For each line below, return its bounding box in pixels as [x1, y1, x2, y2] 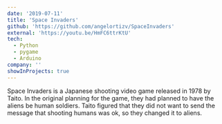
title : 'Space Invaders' [7, 17, 79, 23]
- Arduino [13, 55, 41, 62]
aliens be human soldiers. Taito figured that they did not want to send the [7, 101, 216, 110]
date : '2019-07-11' [7, 10, 64, 17]
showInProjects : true [7, 68, 70, 74]
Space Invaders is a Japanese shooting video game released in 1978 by [7, 87, 211, 95]
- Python [13, 42, 39, 49]
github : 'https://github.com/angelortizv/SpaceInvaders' [7, 23, 175, 30]
